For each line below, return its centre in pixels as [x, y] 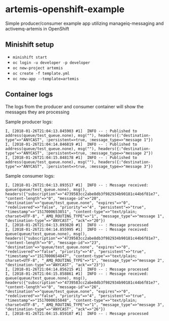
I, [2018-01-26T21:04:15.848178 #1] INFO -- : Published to [71, 157]
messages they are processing [37, 112]
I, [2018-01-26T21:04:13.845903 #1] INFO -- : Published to [71, 131]
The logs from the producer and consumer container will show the [74, 106]
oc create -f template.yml [41, 73]
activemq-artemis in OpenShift [37, 28]
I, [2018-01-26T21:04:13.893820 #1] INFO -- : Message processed [77, 225]
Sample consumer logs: [30, 176]
